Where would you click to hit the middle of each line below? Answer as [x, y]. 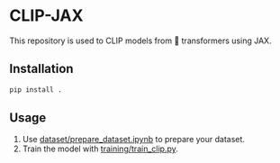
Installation [41, 69]
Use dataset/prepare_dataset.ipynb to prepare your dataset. [134, 140]
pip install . [36, 90]
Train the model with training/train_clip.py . [100, 149]
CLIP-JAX [46, 16]
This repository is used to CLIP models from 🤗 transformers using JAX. [140, 41]
